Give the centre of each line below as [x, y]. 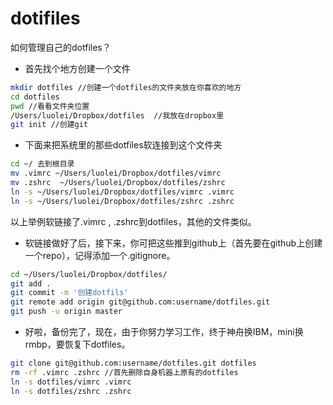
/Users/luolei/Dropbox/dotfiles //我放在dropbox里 [117, 115]
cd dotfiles [35, 97]
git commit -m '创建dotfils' [69, 293]
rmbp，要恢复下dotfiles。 [77, 344]
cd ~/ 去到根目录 [42, 164]
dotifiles [45, 18]
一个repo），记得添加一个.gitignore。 [100, 255]
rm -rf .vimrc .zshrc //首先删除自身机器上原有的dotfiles [124, 372]
